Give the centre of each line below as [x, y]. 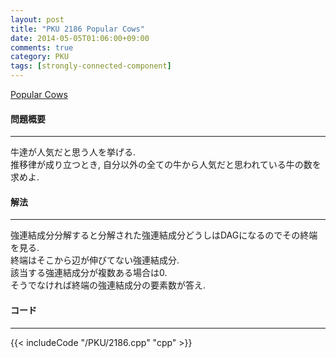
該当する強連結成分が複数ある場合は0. [89, 273]
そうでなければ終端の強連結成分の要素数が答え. [108, 285]
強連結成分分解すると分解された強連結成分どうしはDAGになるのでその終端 [164, 235]
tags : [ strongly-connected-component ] [91, 66]
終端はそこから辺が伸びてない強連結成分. [95, 260]
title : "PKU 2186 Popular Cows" [77, 29]
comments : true [42, 47]
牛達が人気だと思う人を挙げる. [73, 152]
